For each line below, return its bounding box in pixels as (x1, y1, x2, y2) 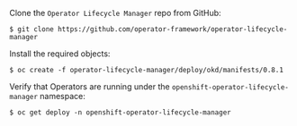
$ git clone (9, 25, 54, 34)
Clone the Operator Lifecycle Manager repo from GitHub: (9, 8, 222, 18)
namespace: (40, 91, 85, 101)
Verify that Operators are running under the (9, 81, 170, 92)
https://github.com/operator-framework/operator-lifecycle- (57, 25, 288, 34)
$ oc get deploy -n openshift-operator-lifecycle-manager (9, 108, 231, 117)
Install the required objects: (9, 48, 111, 59)
